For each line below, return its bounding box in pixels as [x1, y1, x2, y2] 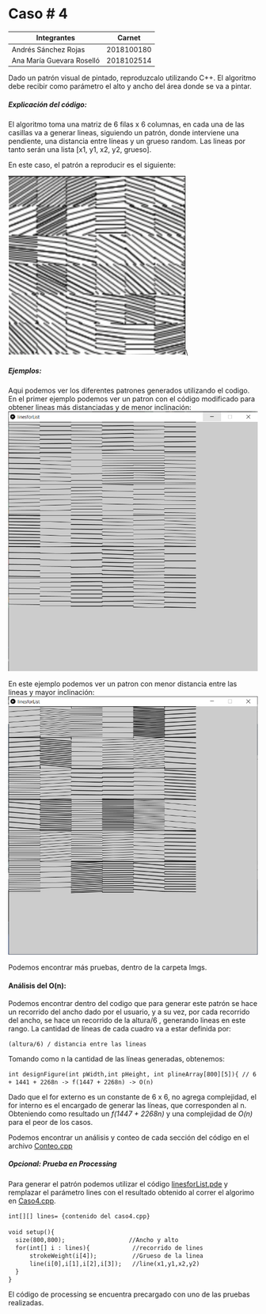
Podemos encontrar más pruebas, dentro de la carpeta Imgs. [8, 963, 207, 972]
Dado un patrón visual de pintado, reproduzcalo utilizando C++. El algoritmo [8, 73, 256, 83]
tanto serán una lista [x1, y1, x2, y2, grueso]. [8, 145, 152, 154]
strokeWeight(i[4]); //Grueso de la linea [28, 1251, 203, 1259]
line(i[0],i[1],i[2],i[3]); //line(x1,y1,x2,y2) [28, 1259, 200, 1267]
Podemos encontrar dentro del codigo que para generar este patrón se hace [8, 998, 258, 1008]
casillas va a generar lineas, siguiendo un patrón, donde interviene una [8, 128, 239, 138]
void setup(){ [8, 1228, 55, 1236]
